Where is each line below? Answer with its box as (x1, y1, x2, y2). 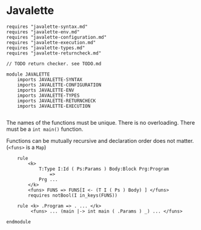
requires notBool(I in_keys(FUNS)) (28, 192, 118, 199)
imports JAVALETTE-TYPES (17, 92, 80, 99)
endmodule (6, 218, 31, 225)
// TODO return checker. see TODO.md (6, 61, 102, 67)
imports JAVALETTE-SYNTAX (17, 76, 83, 82)
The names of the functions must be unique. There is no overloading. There (6, 119, 196, 126)
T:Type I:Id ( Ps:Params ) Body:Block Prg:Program (38, 166, 170, 172)
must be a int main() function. (6, 125, 84, 133)
